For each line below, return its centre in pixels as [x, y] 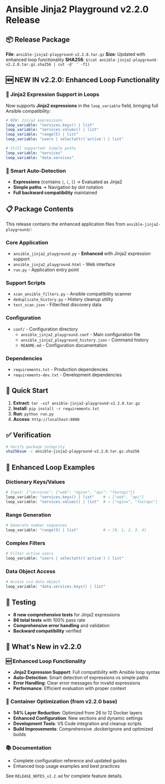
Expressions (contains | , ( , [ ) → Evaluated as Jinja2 [68, 182]
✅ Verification [28, 435]
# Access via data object [33, 582]
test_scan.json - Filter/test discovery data [57, 305]
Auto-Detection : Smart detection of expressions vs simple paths [81, 678]
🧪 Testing [21, 602]
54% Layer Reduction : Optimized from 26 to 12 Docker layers [77, 712]
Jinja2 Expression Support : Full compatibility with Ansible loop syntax [87, 672]
